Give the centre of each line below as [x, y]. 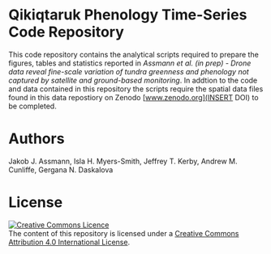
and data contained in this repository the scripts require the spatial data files [136, 89]
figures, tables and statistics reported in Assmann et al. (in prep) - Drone [130, 63]
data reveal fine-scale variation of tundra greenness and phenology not [129, 71]
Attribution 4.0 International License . [69, 242]
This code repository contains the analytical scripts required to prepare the [134, 54]
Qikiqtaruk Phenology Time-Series [128, 15]
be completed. [32, 106]
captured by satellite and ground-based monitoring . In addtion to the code [133, 80]
